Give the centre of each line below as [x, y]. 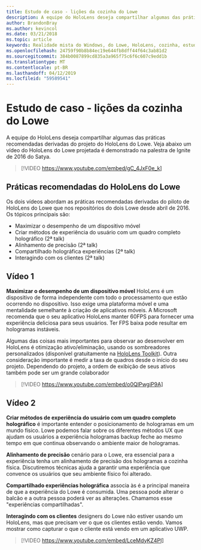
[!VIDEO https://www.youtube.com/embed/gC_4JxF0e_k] [92, 168]
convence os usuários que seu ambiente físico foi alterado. [79, 473]
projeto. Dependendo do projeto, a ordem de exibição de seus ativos [91, 366]
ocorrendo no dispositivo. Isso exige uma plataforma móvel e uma [88, 304]
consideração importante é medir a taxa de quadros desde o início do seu [97, 359]
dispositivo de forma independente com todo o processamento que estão [97, 297]
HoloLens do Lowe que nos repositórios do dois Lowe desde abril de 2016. [98, 208]
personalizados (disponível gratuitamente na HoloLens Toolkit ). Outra [92, 353]
